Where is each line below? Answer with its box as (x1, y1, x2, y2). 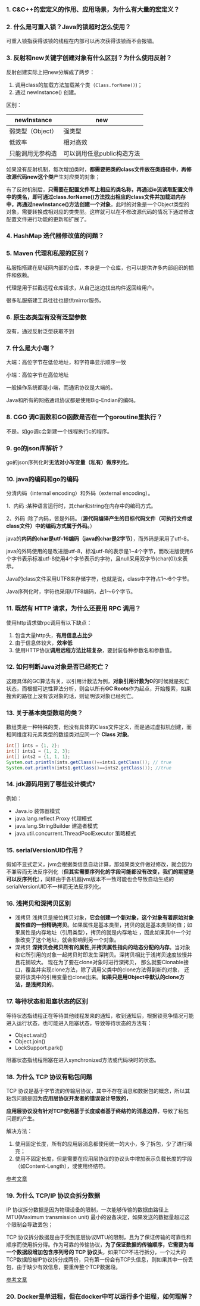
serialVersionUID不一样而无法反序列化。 (6, 883, 105, 890)
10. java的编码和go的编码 (6, 475, 79, 483)
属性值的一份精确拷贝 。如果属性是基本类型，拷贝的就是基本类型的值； (14, 921, 187, 928)
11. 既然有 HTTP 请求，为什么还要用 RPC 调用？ (6, 604, 141, 613)
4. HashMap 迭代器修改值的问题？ (6, 232, 104, 240)
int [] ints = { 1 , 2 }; (6, 743, 60, 749)
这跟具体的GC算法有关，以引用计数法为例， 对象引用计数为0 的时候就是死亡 (6, 677, 190, 684)
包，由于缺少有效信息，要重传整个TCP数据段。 (6, 1264, 121, 1271)
